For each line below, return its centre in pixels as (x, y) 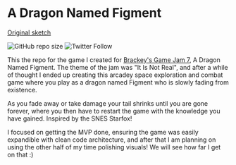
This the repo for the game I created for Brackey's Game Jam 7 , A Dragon (114, 60)
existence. (22, 90)
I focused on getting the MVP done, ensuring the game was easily (103, 132)
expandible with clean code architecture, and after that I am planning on (112, 140)
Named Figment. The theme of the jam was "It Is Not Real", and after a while (118, 67)
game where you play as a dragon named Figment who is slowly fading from (118, 82)
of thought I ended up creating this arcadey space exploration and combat (115, 75)
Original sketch (29, 32)
